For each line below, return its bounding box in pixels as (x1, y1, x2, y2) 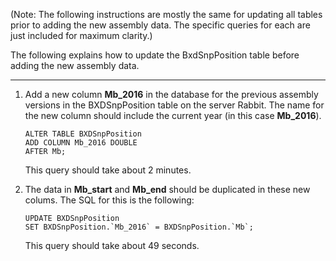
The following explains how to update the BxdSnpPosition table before (10, 49, 300, 61)
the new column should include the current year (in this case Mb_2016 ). (24, 110, 322, 121)
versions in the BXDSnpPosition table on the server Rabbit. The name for (24, 99, 325, 111)
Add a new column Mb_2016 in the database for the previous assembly (24, 89, 319, 100)
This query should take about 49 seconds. (24, 240, 200, 251)
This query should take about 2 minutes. (24, 164, 192, 176)
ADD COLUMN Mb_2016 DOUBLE (24, 138, 138, 148)
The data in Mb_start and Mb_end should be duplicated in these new (24, 184, 311, 195)
